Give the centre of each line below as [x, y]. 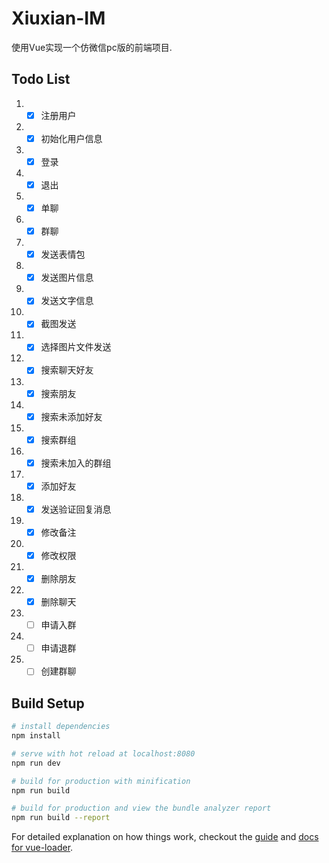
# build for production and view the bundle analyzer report [141, 808]
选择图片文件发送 [76, 347]
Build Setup [48, 703]
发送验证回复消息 [76, 509]
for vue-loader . [42, 848]
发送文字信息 [67, 301]
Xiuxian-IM [58, 18]
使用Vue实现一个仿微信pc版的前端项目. [92, 47]
